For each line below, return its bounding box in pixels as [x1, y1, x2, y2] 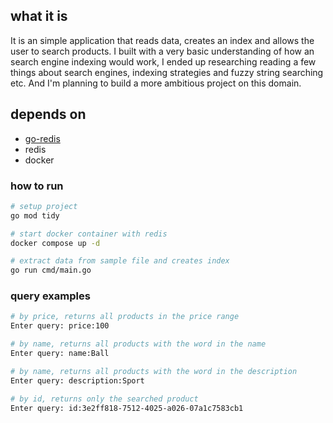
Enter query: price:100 [10, 321, 110, 331]
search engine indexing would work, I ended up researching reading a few [10, 55, 317, 68]
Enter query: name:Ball [10, 349, 110, 359]
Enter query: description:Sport [10, 375, 145, 386]
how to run [10, 179, 64, 193]
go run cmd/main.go [10, 265, 92, 276]
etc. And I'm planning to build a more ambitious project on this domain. [10, 77, 302, 89]
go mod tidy [10, 210, 60, 221]
